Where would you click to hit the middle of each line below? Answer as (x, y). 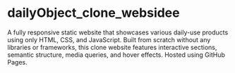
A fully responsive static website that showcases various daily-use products (118, 32)
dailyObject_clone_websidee (94, 13)
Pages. (17, 62)
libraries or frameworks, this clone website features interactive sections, (112, 47)
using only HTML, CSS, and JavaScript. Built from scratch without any (109, 39)
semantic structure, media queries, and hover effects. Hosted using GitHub (116, 55)
